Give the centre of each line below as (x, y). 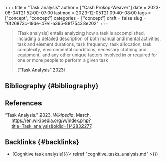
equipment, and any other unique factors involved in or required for (87, 55)
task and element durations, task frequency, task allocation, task (84, 44)
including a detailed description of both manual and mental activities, (89, 38)
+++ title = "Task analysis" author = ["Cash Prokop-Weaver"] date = (76, 7)
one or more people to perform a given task (63, 60)
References (23, 103)
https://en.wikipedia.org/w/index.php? (51, 120)
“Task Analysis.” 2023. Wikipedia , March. (48, 115)
